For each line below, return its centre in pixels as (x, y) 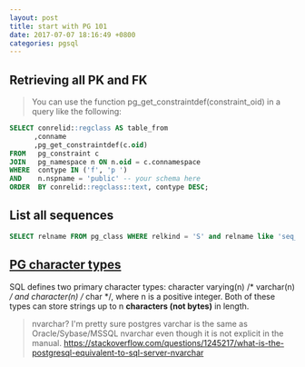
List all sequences (62, 216)
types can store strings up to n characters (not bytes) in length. (129, 306)
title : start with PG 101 (58, 26)
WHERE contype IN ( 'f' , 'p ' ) (69, 170)
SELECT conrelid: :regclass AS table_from (89, 128)
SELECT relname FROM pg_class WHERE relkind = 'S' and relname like (142, 236)
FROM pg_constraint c (54, 154)
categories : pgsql (44, 43)
